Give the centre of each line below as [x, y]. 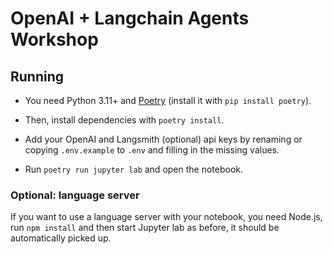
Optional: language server [75, 195]
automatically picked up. [61, 238]
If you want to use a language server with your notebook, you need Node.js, [166, 217]
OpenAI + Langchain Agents [130, 18]
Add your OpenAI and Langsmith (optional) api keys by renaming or [163, 139]
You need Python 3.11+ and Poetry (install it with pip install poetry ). [168, 100]
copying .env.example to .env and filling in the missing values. [152, 150]
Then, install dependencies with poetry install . [124, 120]
